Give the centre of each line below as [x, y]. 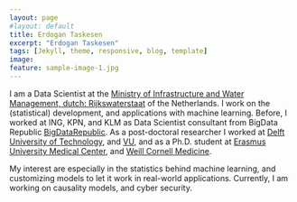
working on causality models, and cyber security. [101, 188]
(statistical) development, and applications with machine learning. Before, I [148, 113]
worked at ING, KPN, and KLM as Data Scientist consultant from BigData [144, 122]
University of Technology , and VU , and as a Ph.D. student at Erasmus [138, 142]
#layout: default [42, 26]
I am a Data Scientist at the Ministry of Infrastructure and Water [127, 93]
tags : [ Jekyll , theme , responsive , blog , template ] [108, 51]
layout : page [34, 18]
